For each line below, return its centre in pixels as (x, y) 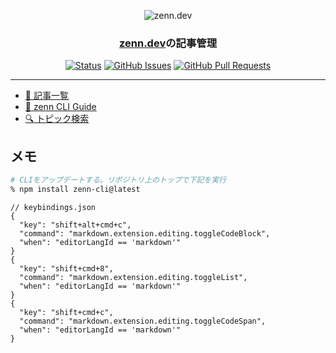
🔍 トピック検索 (57, 119)
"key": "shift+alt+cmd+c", (75, 225)
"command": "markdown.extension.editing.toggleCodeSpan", (143, 321)
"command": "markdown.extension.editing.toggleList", (133, 277)
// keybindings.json (53, 207)
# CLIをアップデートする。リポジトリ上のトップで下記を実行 (118, 180)
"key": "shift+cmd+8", (66, 268)
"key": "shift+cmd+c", (66, 312)
